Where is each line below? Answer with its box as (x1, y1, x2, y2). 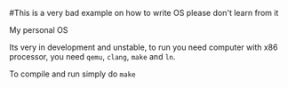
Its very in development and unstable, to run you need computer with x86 (9, 42, 278, 52)
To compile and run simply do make (9, 68, 136, 79)
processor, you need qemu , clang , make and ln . (9, 52, 176, 61)
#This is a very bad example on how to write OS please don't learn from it (9, 8, 279, 18)
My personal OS (9, 25, 68, 35)
